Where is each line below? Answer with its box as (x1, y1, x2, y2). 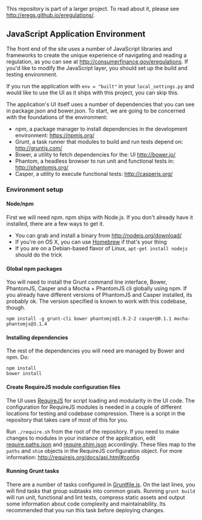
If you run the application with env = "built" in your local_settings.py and (6, 82, 195, 89)
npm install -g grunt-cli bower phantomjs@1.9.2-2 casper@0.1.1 (6, 316, 172, 322)
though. (6, 304, 26, 311)
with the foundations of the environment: (6, 113, 108, 120)
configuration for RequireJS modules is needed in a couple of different (6, 403, 182, 411)
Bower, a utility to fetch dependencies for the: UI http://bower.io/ (15, 151, 176, 158)
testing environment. (6, 71, 58, 78)
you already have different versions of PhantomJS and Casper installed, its (6, 291, 192, 299)
